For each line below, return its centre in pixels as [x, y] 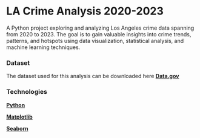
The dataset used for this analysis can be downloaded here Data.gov [93, 76]
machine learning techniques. [43, 47]
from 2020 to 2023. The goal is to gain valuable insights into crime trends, [99, 34]
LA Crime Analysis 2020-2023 [85, 11]
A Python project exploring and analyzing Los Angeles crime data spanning [100, 28]
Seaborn [17, 128]
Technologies [27, 92]
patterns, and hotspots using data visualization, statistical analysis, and [95, 41]
